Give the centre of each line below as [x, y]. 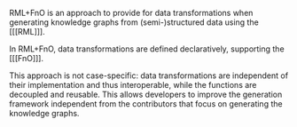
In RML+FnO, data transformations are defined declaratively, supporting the [147, 49]
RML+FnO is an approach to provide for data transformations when [131, 13]
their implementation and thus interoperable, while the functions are [133, 85]
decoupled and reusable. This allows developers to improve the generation [146, 94]
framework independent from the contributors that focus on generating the [146, 104]
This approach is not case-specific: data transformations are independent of [149, 75]
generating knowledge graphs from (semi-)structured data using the [134, 22]
